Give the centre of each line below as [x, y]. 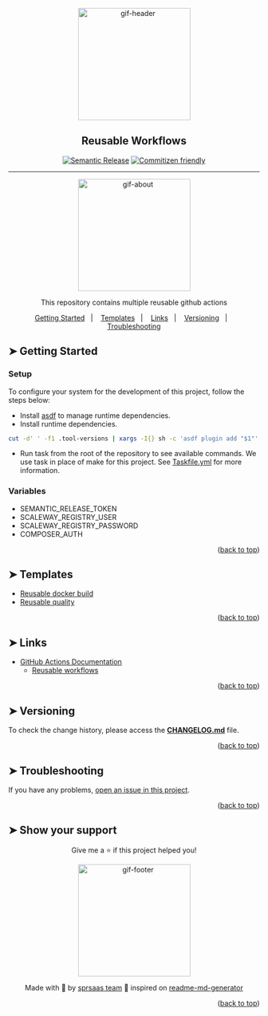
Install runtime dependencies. [69, 423]
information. [39, 471]
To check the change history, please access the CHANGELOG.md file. [124, 730]
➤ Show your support [63, 831]
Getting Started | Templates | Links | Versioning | [131, 317]
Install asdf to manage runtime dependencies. [95, 415]
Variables [27, 491]
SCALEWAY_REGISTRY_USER [68, 517]
